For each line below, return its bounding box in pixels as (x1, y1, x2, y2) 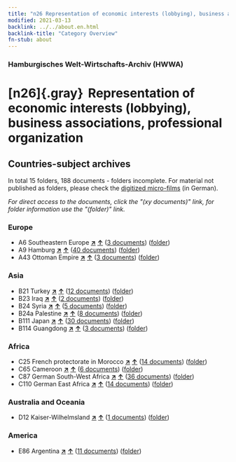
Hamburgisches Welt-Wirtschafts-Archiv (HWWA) (8, 60, 184, 69)
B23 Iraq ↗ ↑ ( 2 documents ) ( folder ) (18, 294, 125, 302)
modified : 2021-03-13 (8, 17, 71, 24)
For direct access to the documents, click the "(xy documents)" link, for (8, 198, 214, 206)
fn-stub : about (8, 36, 53, 43)
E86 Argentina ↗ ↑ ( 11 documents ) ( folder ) (18, 447, 142, 455)
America (8, 430, 38, 440)
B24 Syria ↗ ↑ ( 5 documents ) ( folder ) (18, 301, 128, 310)
